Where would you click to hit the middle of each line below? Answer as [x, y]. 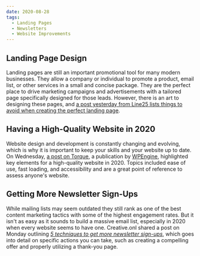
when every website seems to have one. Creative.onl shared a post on [93, 227]
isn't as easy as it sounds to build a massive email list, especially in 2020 [96, 221]
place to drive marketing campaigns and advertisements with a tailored [94, 91]
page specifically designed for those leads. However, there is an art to [93, 98]
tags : [13, 17]
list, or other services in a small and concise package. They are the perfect [99, 85]
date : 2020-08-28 [28, 12]
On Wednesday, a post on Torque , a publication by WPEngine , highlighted [97, 156]
